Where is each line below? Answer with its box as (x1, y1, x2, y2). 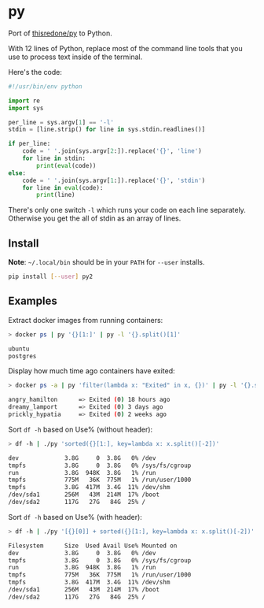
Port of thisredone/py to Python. (8, 28, 112, 38)
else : (8, 169, 26, 177)
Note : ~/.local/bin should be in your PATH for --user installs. (8, 258, 206, 267)
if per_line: (8, 140, 51, 148)
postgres (8, 352, 37, 360)
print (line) (36, 191, 76, 199)
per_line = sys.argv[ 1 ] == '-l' (8, 118, 114, 126)
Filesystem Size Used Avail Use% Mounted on (8, 542, 178, 550)
